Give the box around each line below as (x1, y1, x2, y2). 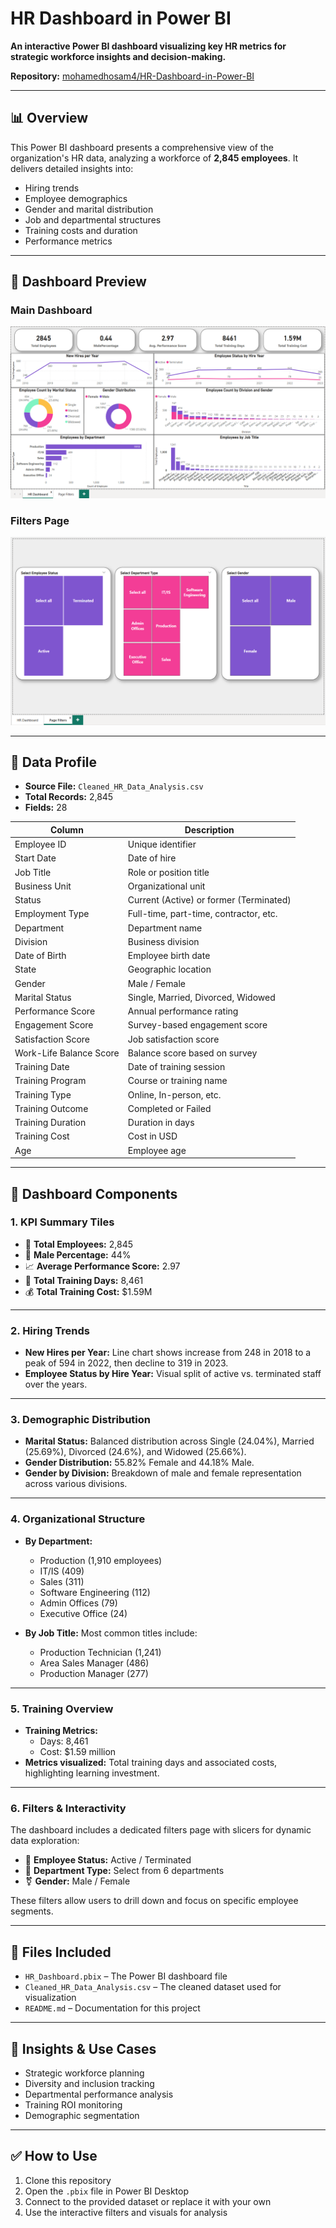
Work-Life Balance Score (14, 1047, 120, 1059)
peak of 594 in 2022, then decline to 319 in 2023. (24, 1357, 229, 1369)
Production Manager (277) (39, 1667, 149, 1679)
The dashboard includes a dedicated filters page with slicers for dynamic (10, 1824, 312, 1836)
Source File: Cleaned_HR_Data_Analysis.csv (24, 780, 204, 792)
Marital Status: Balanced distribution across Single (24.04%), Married (24, 1435, 315, 1447)
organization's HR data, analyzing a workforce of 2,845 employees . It (10, 152, 299, 164)
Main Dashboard (10, 303, 93, 317)
